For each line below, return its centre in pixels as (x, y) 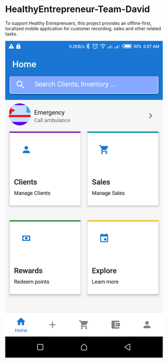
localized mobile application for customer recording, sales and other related (83, 28)
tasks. (11, 34)
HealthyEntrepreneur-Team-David (77, 9)
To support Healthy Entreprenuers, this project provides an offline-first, (78, 23)
